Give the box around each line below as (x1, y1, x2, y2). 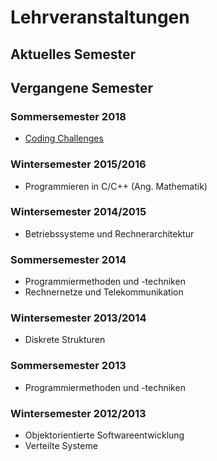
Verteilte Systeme (24, 440, 98, 452)
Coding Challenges (24, 132, 104, 145)
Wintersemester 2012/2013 (10, 406, 147, 420)
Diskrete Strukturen (24, 334, 106, 346)
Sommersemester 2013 (10, 359, 127, 373)
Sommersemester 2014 (10, 252, 127, 266)
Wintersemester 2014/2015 (10, 205, 147, 219)
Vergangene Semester (10, 79, 154, 96)
